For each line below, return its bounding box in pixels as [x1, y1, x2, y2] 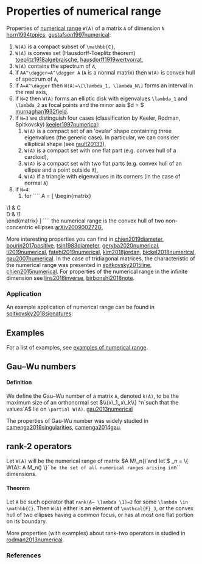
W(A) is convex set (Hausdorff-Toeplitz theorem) [15, 49, 136, 56]
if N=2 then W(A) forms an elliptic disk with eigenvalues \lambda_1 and [15, 95, 187, 102]
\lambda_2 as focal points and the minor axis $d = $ [15, 101, 144, 108]
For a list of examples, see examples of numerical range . [6, 344, 148, 351]
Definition [6, 379, 32, 386]
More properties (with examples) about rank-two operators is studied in [6, 529, 186, 537]
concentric [6, 223, 33, 230]
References [6, 551, 41, 560]
